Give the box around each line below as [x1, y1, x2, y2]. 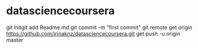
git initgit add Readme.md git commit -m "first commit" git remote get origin [6, 24, 193, 31]
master [6, 36, 24, 43]
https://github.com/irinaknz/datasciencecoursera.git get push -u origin [6, 30, 181, 37]
